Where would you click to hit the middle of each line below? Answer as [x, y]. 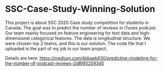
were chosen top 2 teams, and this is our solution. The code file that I [76, 43]
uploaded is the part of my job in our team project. [56, 48]
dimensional [18, 38]
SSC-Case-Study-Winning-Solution [80, 9]
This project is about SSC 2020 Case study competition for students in [77, 23]
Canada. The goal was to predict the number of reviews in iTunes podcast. [81, 27]
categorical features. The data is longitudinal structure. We [91, 38]
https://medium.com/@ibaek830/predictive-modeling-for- [99, 58]
